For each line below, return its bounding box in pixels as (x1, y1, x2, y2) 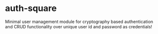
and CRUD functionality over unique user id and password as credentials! (5, 23, 153, 29)
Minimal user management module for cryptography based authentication (5, 19, 154, 24)
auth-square (5, 3, 57, 14)
